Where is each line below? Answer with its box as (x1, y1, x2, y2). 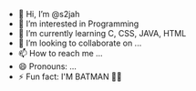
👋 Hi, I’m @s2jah (17, 9, 80, 19)
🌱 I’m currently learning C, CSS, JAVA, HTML (17, 28, 187, 38)
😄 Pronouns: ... (17, 61, 77, 72)
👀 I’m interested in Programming (17, 18, 139, 29)
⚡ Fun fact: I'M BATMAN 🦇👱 (17, 71, 122, 82)
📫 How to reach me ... (17, 48, 103, 58)
